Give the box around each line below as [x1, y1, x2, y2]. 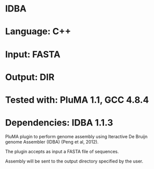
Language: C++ [5, 26, 71, 37]
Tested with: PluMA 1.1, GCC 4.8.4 [5, 94, 149, 105]
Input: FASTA [5, 48, 61, 60]
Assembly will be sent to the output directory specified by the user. [5, 158, 143, 164]
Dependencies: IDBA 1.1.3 [5, 117, 113, 129]
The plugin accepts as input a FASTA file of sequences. [5, 148, 119, 155]
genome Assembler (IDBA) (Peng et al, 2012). [5, 139, 99, 145]
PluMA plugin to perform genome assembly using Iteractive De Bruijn [5, 133, 147, 140]
